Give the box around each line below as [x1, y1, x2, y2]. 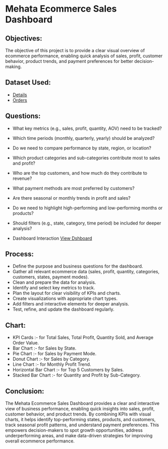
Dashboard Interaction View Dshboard [12, 235, 92, 241]
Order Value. [12, 340, 39, 346]
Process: [5, 250, 34, 258]
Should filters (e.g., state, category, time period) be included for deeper [12, 220, 161, 226]
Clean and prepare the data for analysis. [12, 279, 96, 285]
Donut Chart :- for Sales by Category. [12, 356, 90, 362]
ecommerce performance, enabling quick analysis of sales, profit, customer [5, 53, 163, 59]
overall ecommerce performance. [5, 438, 75, 444]
